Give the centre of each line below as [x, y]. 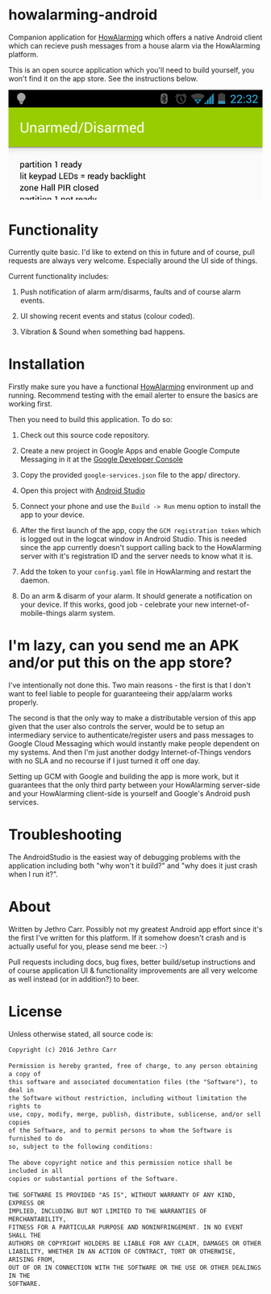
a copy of [25, 1074]
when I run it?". [33, 874]
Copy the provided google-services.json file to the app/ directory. [130, 475]
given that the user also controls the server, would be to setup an [116, 727]
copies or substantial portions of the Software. [94, 1179]
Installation [47, 364]
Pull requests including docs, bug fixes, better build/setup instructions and [132, 962]
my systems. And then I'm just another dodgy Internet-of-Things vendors [130, 753]
